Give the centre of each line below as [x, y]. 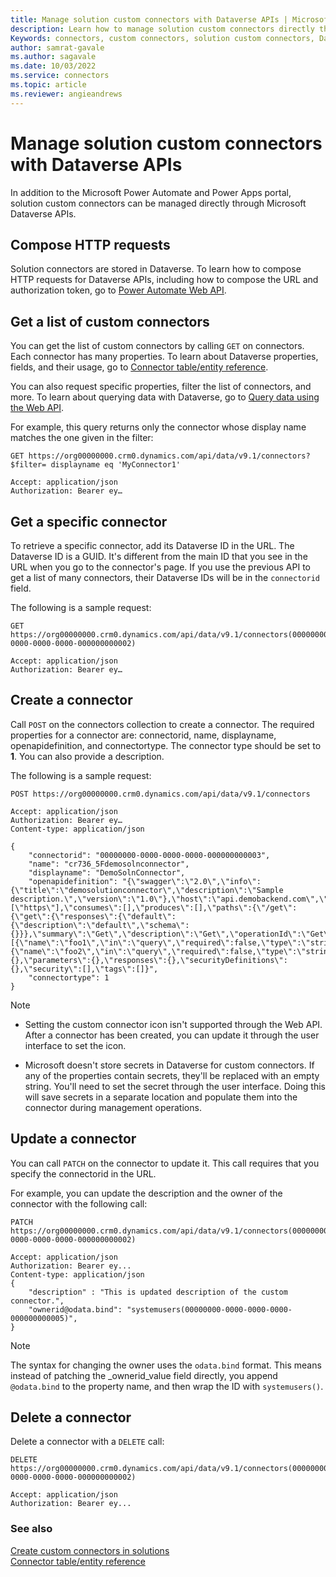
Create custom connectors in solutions [90, 1550]
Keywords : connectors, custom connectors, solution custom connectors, [162, 38]
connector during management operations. [113, 1107]
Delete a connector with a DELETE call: [87, 1442]
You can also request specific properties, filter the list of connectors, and [161, 387]
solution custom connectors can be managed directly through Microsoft [158, 203]
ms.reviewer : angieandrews [66, 94]
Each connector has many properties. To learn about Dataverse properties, [164, 357]
